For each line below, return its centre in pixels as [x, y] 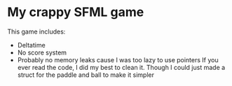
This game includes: [36, 31]
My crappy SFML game [76, 12]
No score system [42, 52]
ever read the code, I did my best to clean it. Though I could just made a [121, 67]
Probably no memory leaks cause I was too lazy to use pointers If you [118, 59]
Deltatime [31, 45]
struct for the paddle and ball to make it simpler [86, 75]
